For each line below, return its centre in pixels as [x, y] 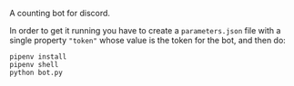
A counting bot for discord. [60, 13]
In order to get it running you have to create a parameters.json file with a [145, 30]
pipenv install [38, 57]
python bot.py [36, 72]
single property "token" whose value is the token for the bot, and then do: [148, 40]
